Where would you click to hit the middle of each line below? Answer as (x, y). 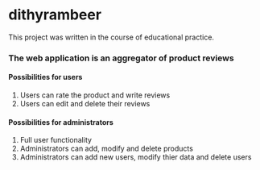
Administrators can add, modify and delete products (106, 149)
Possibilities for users (45, 77)
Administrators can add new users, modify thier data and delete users (136, 157)
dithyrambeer (55, 15)
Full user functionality (56, 140)
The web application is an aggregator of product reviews (122, 58)
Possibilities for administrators (61, 122)
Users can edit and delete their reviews (85, 104)
